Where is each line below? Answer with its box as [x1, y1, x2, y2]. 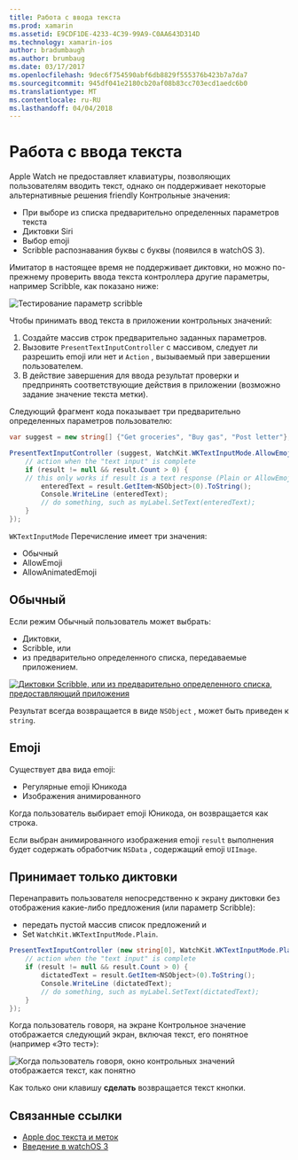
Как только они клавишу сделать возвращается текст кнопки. [9, 1083, 247, 1093]
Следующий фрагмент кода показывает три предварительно [9, 406, 241, 417]
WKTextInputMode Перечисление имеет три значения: [9, 530, 208, 541]
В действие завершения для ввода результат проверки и [21, 370, 239, 381]
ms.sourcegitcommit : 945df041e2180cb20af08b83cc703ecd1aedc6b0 [9, 79, 248, 88]
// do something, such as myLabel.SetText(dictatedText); [41, 987, 260, 996]
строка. [9, 817, 38, 827]
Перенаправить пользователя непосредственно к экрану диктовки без [9, 893, 281, 904]
